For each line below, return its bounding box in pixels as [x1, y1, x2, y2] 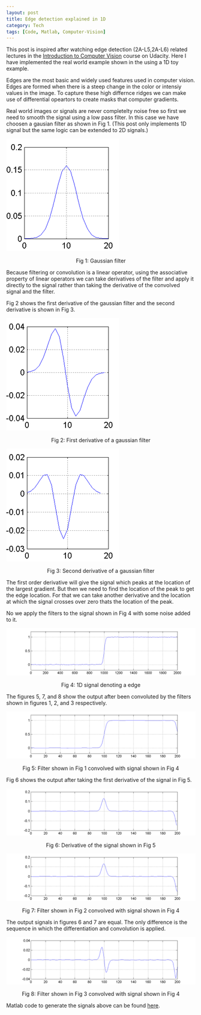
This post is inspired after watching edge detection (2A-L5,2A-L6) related [6, 46, 188, 53]
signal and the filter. [6, 288, 55, 295]
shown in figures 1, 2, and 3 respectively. [6, 700, 107, 707]
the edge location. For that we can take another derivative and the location [6, 592, 191, 599]
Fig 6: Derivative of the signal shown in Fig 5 [46, 841, 156, 849]
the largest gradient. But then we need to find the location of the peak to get [6, 586, 194, 593]
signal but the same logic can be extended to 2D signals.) [6, 127, 148, 134]
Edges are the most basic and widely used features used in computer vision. [6, 77, 196, 84]
